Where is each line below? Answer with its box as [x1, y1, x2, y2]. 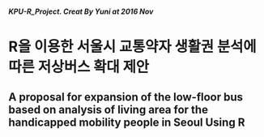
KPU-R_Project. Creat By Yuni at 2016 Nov [8, 6, 154, 16]
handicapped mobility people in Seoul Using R [8, 116, 245, 130]
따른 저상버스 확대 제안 [8, 58, 150, 76]
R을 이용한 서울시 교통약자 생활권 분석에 [8, 37, 257, 56]
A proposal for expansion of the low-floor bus [8, 90, 244, 105]
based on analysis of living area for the [8, 103, 209, 117]
